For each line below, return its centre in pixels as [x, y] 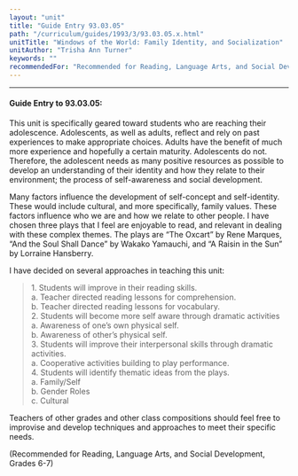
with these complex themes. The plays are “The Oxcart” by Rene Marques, [145, 235]
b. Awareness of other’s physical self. [99, 335]
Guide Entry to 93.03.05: [56, 104]
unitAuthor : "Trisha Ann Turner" [71, 51]
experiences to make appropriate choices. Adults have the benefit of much [146, 142]
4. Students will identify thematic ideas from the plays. [130, 372]
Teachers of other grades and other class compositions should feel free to [145, 418]
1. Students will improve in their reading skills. [114, 288]
